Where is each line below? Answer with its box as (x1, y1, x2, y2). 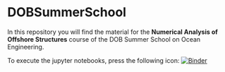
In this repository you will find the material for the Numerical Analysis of (7, 28, 219, 36)
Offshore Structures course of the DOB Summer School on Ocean (7, 35, 201, 43)
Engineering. (7, 42, 44, 51)
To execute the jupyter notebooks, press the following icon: (7, 56, 180, 64)
